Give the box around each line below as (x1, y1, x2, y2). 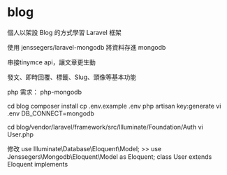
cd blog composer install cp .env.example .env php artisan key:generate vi (7, 101, 221, 110)
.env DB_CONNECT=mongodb (7, 109, 94, 118)
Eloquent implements (7, 160, 68, 168)
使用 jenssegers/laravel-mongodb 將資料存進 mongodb (7, 43, 166, 51)
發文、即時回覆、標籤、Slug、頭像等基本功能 (7, 73, 137, 81)
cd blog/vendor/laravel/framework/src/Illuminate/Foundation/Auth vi (7, 122, 204, 131)
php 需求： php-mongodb (7, 87, 82, 96)
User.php (7, 130, 34, 139)
